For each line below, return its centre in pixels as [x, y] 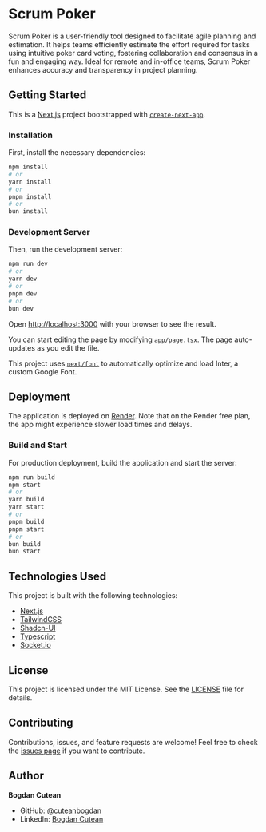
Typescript [38, 636]
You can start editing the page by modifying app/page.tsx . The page [121, 339]
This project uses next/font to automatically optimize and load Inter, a [123, 363]
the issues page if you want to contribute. [77, 751]
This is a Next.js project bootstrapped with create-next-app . [107, 114]
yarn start [26, 507]
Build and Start [38, 446]
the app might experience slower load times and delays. [100, 425]
